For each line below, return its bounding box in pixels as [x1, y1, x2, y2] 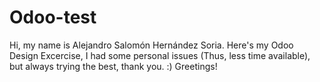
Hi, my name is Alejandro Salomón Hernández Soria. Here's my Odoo [9, 39, 294, 51]
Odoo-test [9, 6, 97, 29]
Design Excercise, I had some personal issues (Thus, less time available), [9, 49, 311, 61]
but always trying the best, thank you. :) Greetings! [9, 60, 218, 72]
